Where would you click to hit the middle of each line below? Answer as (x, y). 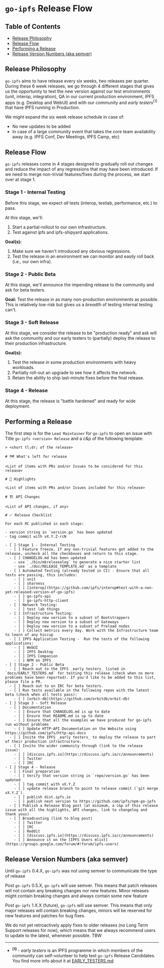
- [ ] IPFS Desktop (34, 652)
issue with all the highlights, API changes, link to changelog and (76, 810)
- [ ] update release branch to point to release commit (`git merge (86, 789)
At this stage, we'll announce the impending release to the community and (80, 285)
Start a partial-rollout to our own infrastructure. (59, 227)
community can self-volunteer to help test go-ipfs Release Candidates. (84, 955)
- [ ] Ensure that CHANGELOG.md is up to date (62, 712)
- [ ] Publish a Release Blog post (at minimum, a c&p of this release (84, 806)
